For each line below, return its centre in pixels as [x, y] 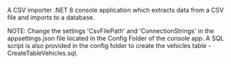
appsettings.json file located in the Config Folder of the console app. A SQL [116, 38]
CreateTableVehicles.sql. [43, 53]
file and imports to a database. [51, 17]
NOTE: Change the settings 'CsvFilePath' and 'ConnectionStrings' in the [111, 31]
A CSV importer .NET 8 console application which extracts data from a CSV [116, 10]
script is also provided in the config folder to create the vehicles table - [109, 46]
